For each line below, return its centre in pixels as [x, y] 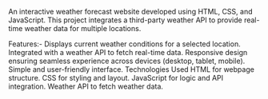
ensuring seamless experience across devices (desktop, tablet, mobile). [127, 61]
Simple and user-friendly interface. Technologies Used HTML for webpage [131, 69]
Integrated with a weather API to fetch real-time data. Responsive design [128, 52]
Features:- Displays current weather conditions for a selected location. [125, 44]
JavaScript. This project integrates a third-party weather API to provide [125, 20]
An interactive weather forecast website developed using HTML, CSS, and [130, 12]
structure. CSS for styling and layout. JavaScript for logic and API [116, 78]
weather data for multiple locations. [83, 28]
